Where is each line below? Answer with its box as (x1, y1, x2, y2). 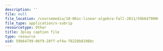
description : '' (5, 7, 38, 12)
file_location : (5, 16, 36, 21)
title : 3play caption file (5, 30, 60, 34)
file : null (5, 12, 27, 17)
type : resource (5, 34, 36, 39)
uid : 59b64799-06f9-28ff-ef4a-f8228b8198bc (5, 39, 95, 44)
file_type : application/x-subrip (5, 20, 73, 26)
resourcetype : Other (5, 25, 47, 30)
